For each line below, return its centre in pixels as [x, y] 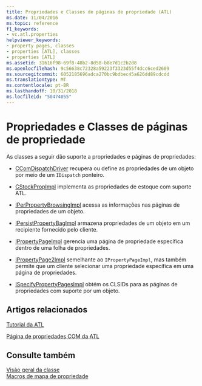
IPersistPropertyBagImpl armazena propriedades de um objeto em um [103, 223]
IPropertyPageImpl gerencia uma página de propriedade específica [99, 241]
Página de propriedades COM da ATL [53, 336]
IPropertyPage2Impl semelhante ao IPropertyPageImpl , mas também [101, 260]
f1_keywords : [23, 29]
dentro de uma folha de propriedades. [62, 247]
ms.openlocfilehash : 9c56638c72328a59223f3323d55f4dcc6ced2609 [88, 68]
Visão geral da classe [33, 370]
